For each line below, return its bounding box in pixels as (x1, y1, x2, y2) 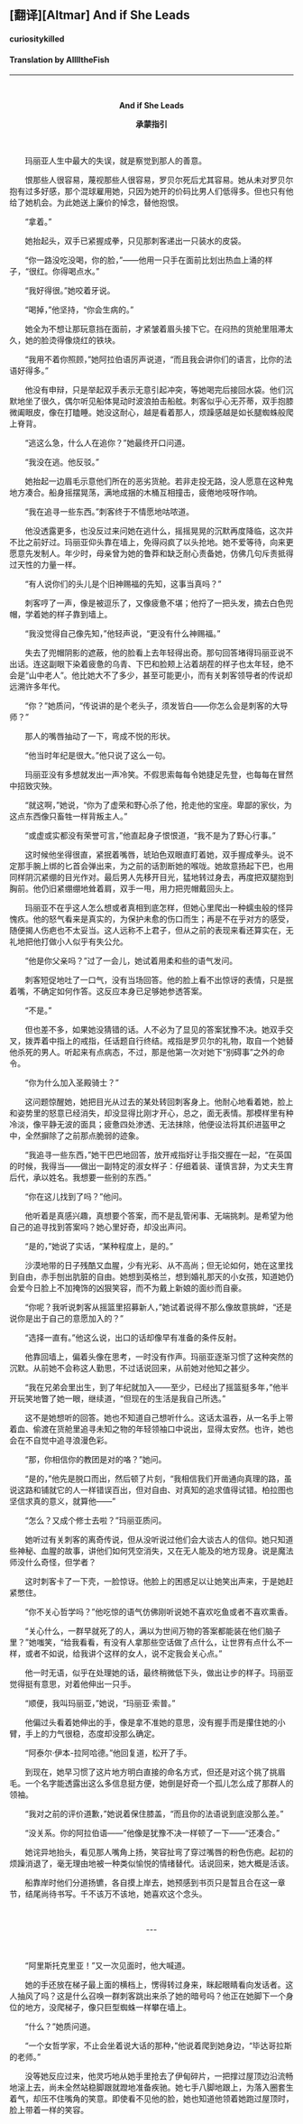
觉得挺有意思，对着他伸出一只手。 (9, 1679, 136, 1690)
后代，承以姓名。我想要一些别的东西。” (9, 1172, 151, 1183)
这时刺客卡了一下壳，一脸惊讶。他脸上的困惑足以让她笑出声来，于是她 (24, 1576, 286, 1587)
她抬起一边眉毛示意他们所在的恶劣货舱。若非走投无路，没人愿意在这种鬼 (24, 476, 294, 487)
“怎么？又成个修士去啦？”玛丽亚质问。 (24, 1515, 167, 1526)
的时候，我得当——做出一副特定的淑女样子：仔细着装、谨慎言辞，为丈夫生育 (9, 1161, 294, 1172)
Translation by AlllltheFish (9, 54, 110, 65)
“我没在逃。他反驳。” (24, 457, 99, 468)
